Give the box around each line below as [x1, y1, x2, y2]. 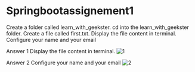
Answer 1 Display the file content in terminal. [6, 47, 115, 54]
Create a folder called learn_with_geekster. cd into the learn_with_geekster [6, 24, 190, 31]
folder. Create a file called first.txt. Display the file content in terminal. [6, 30, 177, 37]
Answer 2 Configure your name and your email [6, 59, 121, 66]
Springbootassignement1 [6, 4, 134, 18]
